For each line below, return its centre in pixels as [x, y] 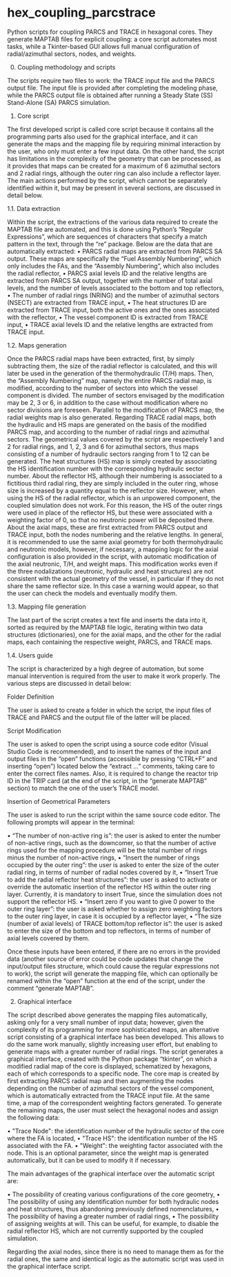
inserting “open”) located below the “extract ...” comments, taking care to [111, 766]
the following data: [33, 1117]
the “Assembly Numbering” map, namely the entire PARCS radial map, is [110, 380]
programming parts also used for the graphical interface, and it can [102, 137]
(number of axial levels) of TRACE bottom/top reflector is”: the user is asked [115, 923]
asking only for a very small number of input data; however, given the [106, 1022]
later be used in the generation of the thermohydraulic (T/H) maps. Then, [111, 373]
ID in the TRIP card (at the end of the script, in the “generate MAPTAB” [107, 780]
